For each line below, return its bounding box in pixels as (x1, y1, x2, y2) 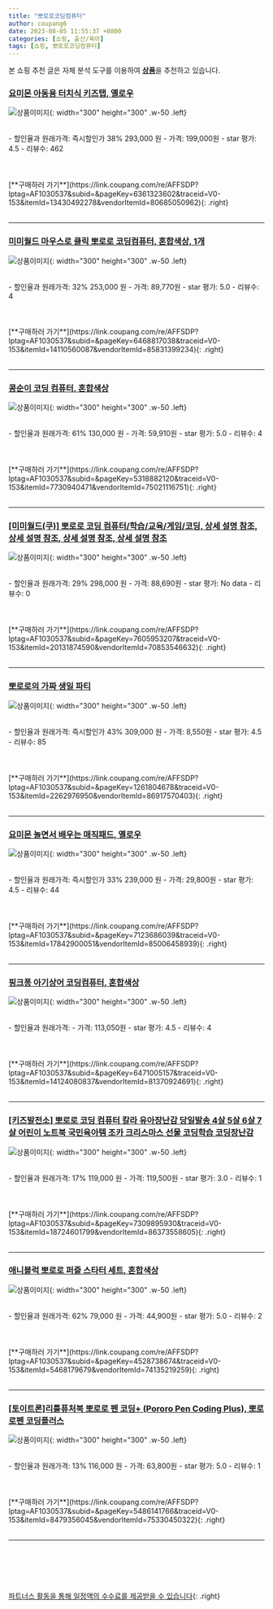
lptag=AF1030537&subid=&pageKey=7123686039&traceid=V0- (8, 930, 221, 940)
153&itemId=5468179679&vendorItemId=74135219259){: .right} (8, 1364, 220, 1375)
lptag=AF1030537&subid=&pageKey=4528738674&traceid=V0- (8, 1356, 222, 1366)
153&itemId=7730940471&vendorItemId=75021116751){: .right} (8, 482, 217, 492)
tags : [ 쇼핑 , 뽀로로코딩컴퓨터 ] (8, 42, 102, 50)
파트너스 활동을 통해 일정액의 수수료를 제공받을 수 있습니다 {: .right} (8, 1591, 221, 1601)
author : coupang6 (8, 20, 67, 28)
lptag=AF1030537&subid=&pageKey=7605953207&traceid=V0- (8, 634, 221, 643)
